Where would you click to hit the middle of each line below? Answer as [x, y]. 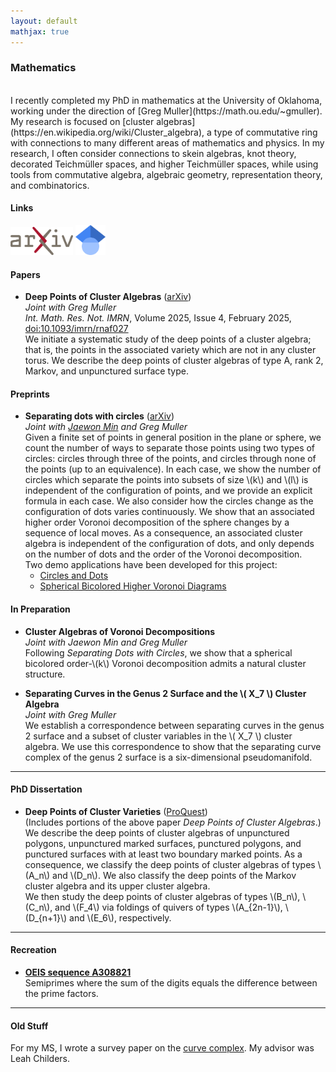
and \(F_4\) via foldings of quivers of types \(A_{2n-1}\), [168, 907]
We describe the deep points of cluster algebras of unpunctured [157, 832]
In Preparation [40, 609]
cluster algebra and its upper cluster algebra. [117, 886]
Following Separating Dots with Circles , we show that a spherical [158, 652]
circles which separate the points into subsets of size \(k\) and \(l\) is [166, 480]
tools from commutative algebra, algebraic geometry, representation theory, [166, 174]
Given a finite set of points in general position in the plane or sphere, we [173, 437]
